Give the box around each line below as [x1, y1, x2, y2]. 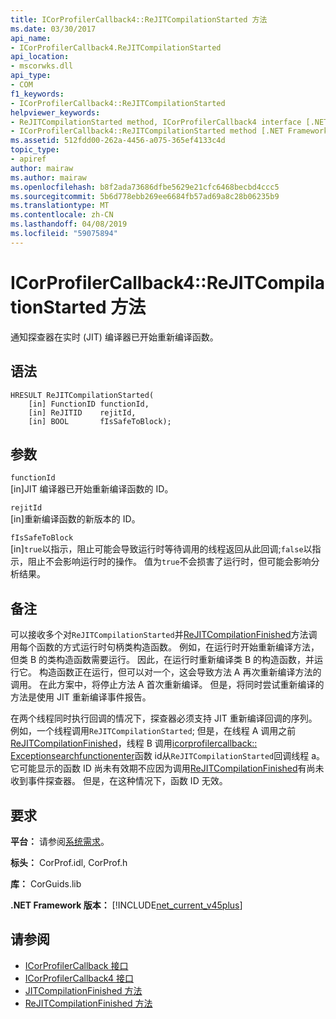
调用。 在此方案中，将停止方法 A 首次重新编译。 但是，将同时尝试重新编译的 [10, 679, 325, 691]
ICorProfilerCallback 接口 [24, 959, 129, 971]
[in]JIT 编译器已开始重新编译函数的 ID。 [10, 483, 174, 495]
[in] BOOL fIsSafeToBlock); [28, 416, 172, 426]
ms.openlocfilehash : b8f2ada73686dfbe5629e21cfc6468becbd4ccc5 [10, 182, 280, 192]
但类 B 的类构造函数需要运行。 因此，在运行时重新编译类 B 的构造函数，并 [10, 654, 315, 666]
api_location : [10, 52, 70, 62]
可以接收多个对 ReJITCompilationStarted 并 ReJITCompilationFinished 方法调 [10, 629, 318, 641]
